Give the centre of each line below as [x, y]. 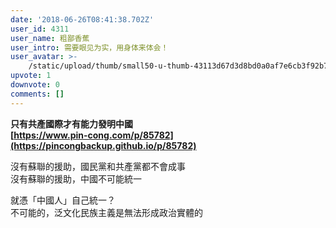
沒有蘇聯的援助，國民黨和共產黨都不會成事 [98, 166]
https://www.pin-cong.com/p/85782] [93, 135]
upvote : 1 [31, 76]
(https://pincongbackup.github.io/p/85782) [103, 145]
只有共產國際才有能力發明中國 [71, 123]
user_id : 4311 [40, 29]
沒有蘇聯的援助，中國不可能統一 [76, 178]
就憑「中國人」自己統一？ [63, 200]
